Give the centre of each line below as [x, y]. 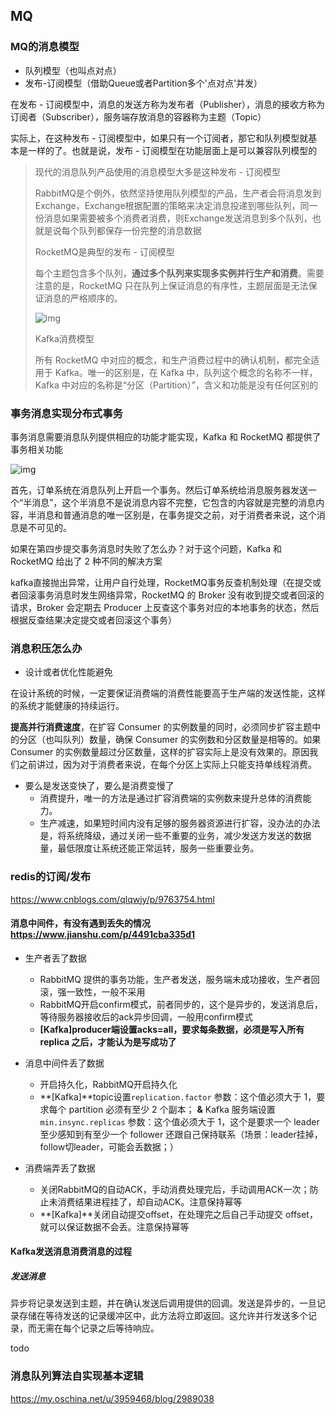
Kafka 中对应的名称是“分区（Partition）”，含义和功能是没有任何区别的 [176, 385]
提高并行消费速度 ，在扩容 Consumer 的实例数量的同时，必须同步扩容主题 [161, 727]
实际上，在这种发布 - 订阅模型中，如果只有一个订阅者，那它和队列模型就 [159, 138]
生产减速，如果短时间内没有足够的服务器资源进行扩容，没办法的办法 [180, 823]
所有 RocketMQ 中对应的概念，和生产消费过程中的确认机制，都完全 [173, 360]
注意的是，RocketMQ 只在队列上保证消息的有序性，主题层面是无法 [171, 285]
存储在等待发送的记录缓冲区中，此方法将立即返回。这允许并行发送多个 [163, 1316]
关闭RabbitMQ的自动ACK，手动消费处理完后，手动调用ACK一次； [174, 1189]
